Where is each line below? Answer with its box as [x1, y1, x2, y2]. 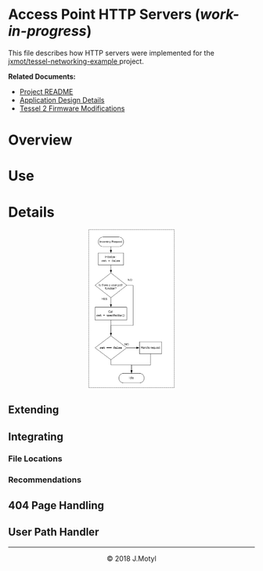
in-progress [8, 22, 87, 40]
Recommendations [8, 474, 82, 485]
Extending [8, 403, 59, 417]
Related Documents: [8, 71, 76, 81]
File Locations [8, 453, 63, 464]
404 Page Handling [8, 499, 104, 512]
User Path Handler [8, 525, 99, 539]
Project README [19, 86, 74, 96]
